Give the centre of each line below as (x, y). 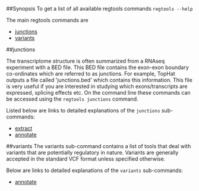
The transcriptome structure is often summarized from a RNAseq (86, 61)
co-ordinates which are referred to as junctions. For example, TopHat (91, 73)
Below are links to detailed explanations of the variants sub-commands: (94, 170)
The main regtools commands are (47, 20)
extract (23, 128)
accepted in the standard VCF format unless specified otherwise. (86, 159)
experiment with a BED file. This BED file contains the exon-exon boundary (97, 67)
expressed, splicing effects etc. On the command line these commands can (99, 93)
